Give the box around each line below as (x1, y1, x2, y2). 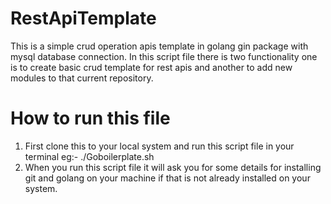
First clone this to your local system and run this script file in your (24, 140, 295, 152)
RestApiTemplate (10, 7, 157, 30)
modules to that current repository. (10, 72, 154, 84)
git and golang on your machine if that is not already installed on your (24, 172, 311, 184)
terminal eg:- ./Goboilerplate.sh (24, 150, 155, 162)
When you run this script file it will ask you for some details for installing (24, 161, 322, 173)
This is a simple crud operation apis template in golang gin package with (10, 40, 309, 52)
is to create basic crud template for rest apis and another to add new (10, 61, 293, 73)
